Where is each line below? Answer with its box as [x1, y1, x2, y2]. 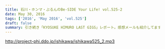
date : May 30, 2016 [5, 12, 45, 16]
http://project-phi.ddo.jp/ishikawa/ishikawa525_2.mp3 [5, 38, 115, 44]
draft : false [5, 20, 32, 26]
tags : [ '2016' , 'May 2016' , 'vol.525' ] [5, 16, 87, 21]
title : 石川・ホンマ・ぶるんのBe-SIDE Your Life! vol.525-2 [5, 7, 123, 12]
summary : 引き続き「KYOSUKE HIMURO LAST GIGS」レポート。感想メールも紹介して [5, 25, 154, 30]
